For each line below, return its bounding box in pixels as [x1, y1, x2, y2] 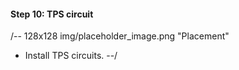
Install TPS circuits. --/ [24, 50, 118, 62]
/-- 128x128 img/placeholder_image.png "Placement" [10, 30, 230, 42]
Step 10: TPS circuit [10, 8, 94, 20]
